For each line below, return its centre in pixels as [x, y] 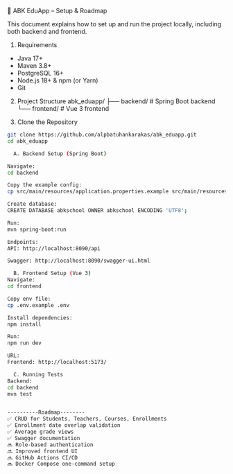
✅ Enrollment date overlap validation [64, 425]
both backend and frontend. [47, 32]
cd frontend [24, 286]
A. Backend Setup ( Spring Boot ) [60, 153]
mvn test [20, 394]
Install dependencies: [40, 318]
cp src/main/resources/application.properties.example [88, 192]
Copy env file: [29, 299]
